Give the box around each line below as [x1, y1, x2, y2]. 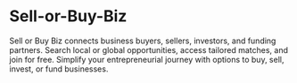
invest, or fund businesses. [9, 64, 109, 74]
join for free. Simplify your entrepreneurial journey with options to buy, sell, [9, 54, 285, 64]
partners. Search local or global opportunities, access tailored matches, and [9, 44, 288, 55]
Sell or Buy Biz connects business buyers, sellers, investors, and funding [9, 35, 276, 46]
